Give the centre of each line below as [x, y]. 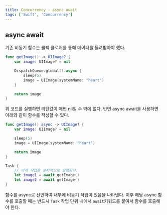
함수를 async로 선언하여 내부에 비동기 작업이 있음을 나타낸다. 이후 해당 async [81, 194]
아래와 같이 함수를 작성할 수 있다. [37, 115]
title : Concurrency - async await [41, 10]
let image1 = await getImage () [47, 175]
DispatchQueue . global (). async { [48, 71]
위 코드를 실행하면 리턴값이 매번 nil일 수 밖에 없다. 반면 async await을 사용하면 [82, 109]
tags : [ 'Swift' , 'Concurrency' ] [39, 15]
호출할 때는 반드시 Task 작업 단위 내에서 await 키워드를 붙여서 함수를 [80, 201]
